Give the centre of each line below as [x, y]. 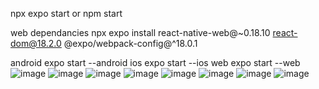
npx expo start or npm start [66, 13]
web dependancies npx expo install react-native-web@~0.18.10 [140, 32]
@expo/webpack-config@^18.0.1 [130, 43]
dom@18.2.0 [36, 43]
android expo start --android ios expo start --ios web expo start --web [155, 62]
